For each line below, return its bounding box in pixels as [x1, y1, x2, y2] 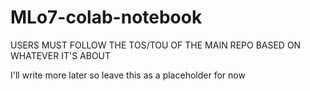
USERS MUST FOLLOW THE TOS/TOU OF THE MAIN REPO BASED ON [10, 39, 302, 51]
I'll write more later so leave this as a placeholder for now [10, 69, 246, 81]
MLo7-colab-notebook [10, 6, 203, 29]
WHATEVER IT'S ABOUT [10, 49, 112, 61]
